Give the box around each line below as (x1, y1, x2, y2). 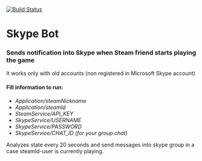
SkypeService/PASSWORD (15, 123, 82, 130)
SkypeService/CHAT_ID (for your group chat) (15, 129, 128, 136)
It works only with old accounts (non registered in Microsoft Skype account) (6, 70, 195, 77)
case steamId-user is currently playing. (6, 147, 104, 154)
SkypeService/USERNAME (15, 116, 82, 123)
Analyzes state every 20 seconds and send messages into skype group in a (6, 141, 195, 148)
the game (6, 56, 35, 65)
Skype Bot (6, 27, 59, 41)
